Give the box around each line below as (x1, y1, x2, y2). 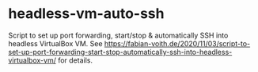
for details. (58, 56, 93, 65)
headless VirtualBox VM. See (8, 38, 103, 48)
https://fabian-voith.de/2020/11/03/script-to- (104, 38, 251, 48)
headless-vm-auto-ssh (8, 5, 165, 23)
